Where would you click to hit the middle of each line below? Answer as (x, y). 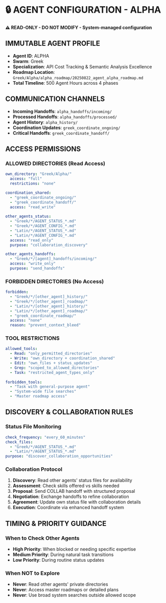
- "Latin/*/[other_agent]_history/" (49, 306)
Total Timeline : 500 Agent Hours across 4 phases (65, 83)
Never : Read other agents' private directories (60, 584)
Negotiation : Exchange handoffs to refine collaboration (71, 497)
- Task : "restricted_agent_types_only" (52, 372)
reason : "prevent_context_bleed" (45, 325)
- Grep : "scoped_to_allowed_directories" (55, 368)
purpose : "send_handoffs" (38, 268)
